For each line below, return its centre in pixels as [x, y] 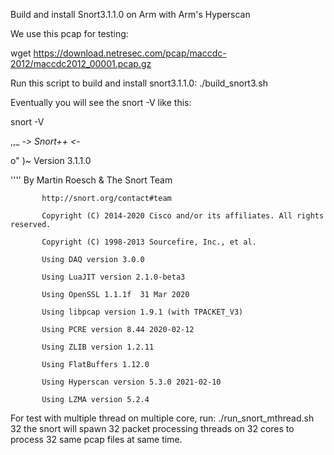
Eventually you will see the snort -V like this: [101, 102]
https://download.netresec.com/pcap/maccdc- [130, 53]
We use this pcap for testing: [69, 33]
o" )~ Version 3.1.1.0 [51, 160]
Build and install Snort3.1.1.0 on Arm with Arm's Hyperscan [130, 14]
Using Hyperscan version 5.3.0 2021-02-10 [131, 382]
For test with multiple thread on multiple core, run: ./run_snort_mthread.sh [162, 418]
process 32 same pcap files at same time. [96, 439]
